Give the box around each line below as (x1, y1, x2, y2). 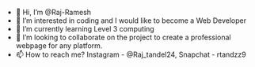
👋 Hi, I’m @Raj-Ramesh (15, 8, 92, 17)
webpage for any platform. (15, 41, 103, 50)
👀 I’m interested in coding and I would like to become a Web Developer (15, 16, 247, 25)
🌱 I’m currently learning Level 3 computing (15, 24, 154, 33)
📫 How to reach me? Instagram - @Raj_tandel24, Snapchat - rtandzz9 (15, 50, 247, 59)
